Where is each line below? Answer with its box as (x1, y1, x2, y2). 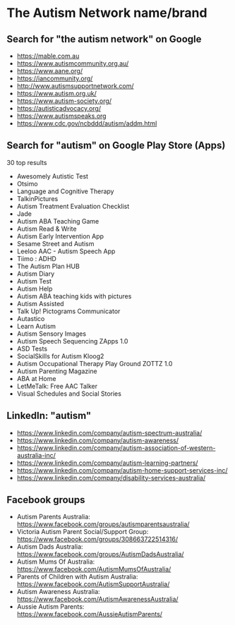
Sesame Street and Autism (16, 239, 95, 248)
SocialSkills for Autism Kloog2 (16, 351, 104, 360)
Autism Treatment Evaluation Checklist (16, 202, 130, 210)
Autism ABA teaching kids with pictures (16, 291, 132, 301)
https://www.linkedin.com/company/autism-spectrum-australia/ (16, 428, 203, 437)
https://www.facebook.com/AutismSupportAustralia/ (16, 580, 170, 588)
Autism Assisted (16, 299, 64, 308)
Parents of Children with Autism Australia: (16, 573, 138, 581)
